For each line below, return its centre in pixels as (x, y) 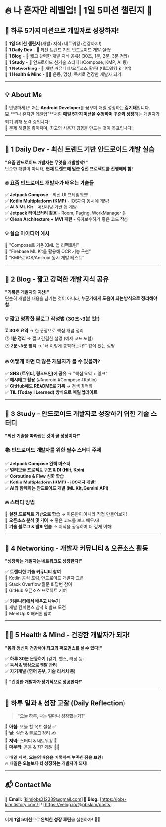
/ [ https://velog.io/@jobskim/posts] (76, 805)
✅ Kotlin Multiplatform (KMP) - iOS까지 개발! (51, 482)
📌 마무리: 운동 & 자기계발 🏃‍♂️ (33, 747)
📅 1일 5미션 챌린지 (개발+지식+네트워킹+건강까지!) (54, 43)
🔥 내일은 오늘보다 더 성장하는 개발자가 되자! (46, 763)
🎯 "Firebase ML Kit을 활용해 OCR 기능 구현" (48, 251)
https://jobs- (114, 799)
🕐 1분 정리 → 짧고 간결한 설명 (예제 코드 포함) (49, 338)
